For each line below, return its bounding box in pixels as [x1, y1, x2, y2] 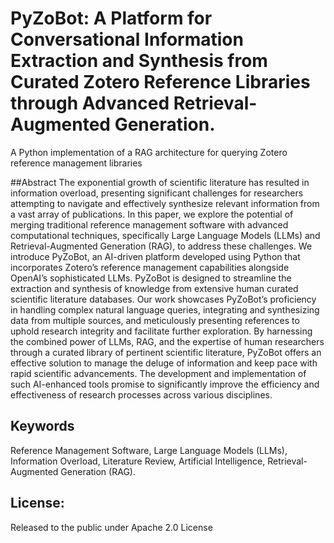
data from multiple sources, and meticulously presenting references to [10, 314, 300, 326]
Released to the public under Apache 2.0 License [10, 521, 213, 533]
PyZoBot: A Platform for [10, 7, 213, 30]
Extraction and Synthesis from [10, 50, 268, 72]
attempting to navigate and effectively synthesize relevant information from [10, 197, 320, 209]
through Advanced [10, 92, 170, 115]
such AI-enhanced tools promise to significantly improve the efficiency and [10, 378, 320, 390]
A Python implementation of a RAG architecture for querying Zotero [10, 146, 288, 158]
